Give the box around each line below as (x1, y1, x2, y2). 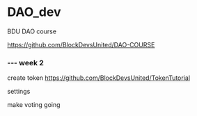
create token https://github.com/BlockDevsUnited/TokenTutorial (7, 74, 190, 82)
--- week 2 (7, 58, 44, 67)
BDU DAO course (7, 27, 57, 35)
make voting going (7, 101, 61, 109)
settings (7, 88, 31, 96)
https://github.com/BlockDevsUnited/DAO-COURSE (7, 40, 155, 49)
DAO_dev (7, 4, 61, 20)
